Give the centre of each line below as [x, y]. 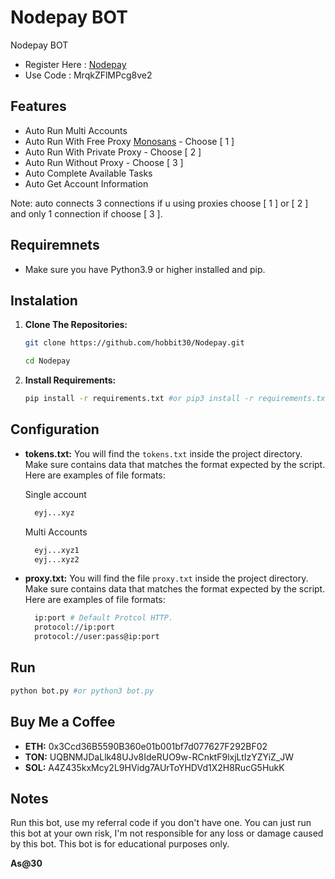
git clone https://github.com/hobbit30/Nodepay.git [134, 343]
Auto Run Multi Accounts [76, 130]
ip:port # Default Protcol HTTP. [104, 618]
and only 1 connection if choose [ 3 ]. [86, 213]
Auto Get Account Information [86, 183]
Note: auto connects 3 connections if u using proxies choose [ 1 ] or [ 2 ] [159, 203]
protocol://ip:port [74, 627]
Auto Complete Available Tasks [88, 173]
